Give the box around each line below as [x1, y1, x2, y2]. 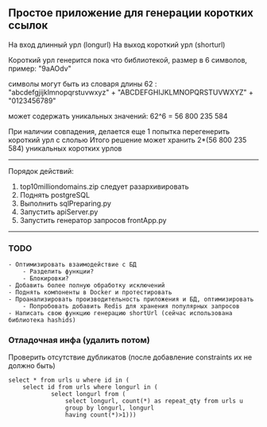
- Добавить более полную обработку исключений [8, 282, 165, 290]
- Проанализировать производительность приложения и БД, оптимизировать [8, 295, 254, 304]
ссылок [8, 19, 48, 33]
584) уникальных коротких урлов [8, 143, 122, 153]
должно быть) [8, 361, 56, 371]
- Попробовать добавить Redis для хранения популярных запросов [22, 302, 240, 310]
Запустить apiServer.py [19, 206, 99, 217]
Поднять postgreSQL [19, 190, 90, 199]
